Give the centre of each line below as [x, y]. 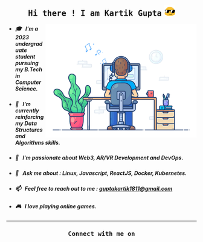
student [25, 57]
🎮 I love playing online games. [56, 206]
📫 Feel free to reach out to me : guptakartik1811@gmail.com [94, 188]
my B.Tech [29, 69]
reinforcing [29, 116]
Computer [28, 82]
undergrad [29, 44]
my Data [26, 123]
